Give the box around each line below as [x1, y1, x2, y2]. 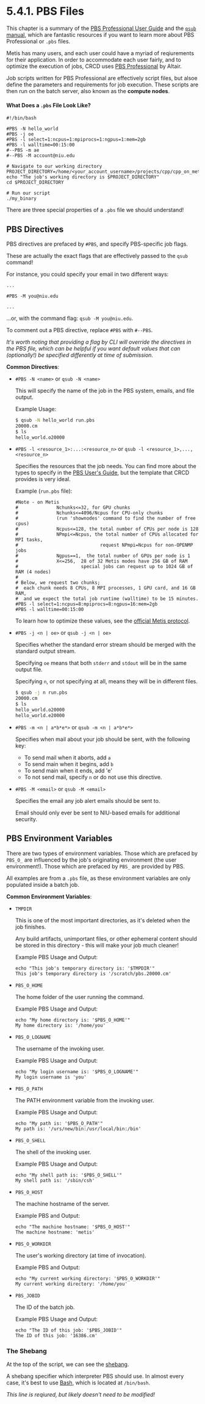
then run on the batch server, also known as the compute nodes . [6, 87, 170, 94]
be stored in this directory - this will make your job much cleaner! [15, 941, 179, 949]
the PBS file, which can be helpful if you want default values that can [6, 344, 181, 352]
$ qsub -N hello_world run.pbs [15, 417, 95, 423]
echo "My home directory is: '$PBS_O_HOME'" [15, 1017, 131, 1023]
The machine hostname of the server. [15, 1200, 110, 1207]
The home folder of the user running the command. [15, 993, 145, 1000]
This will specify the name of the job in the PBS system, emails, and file [15, 387, 195, 394]
